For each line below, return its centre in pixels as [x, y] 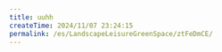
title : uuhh [31, 17]
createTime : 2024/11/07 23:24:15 [71, 26]
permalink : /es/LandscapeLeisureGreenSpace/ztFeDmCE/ [111, 33]
